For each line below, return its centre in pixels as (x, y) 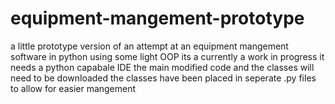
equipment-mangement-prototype (157, 18)
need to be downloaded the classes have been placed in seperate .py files (163, 78)
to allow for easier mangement (73, 88)
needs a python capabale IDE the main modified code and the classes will (162, 67)
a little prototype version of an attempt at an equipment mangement (149, 46)
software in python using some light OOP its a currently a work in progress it (167, 56)
